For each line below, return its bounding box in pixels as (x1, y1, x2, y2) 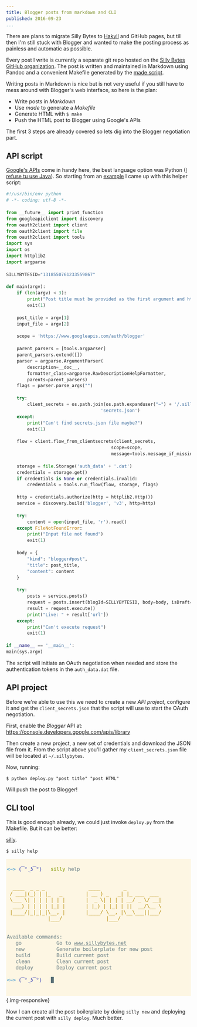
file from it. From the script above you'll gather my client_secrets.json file (6, 745, 187, 753)
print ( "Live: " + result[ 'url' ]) (27, 612, 109, 618)
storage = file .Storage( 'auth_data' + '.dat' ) (16, 463, 133, 469)
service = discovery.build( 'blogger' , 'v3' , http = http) (16, 500, 157, 507)
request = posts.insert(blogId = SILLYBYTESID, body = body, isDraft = (27, 599, 193, 605)
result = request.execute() (27, 605, 96, 611)
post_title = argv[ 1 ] (16, 314, 69, 321)
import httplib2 (6, 253, 46, 259)
